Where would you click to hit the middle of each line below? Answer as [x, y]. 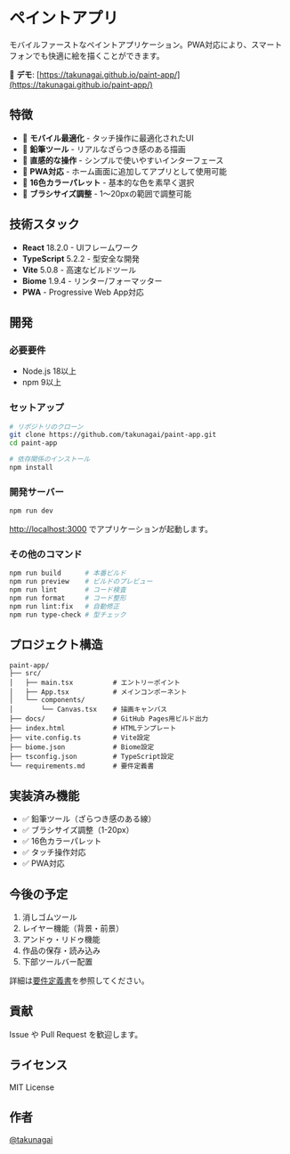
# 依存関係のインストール [50, 459]
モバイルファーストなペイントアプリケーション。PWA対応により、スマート [146, 44]
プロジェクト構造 [56, 645]
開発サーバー [36, 492]
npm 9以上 [42, 383]
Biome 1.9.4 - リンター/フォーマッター [92, 280]
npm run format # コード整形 [68, 598]
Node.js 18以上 [49, 371]
